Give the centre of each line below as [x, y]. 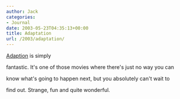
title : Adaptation [29, 34]
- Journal [18, 22]
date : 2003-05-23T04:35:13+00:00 [47, 28]
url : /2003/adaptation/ [36, 39]
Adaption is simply [29, 56]
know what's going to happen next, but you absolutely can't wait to [88, 78]
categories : [21, 17]
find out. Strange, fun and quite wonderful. [58, 90]
